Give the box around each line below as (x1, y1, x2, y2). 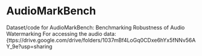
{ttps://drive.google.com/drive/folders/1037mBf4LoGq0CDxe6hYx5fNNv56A (6, 36, 196, 43)
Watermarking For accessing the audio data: (6, 30, 116, 37)
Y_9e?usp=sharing (6, 43, 52, 50)
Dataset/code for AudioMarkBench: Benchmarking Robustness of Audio (6, 24, 185, 31)
